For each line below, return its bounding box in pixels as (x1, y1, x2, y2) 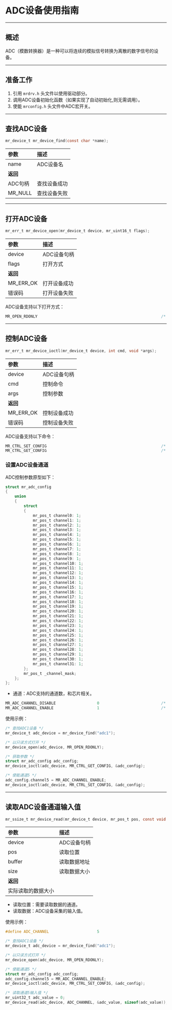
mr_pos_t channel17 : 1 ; (32, 594, 83, 600)
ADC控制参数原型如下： (5, 474, 55, 480)
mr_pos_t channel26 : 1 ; (32, 637, 83, 642)
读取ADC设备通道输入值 (5, 803, 81, 811)
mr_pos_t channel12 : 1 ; (32, 570, 83, 576)
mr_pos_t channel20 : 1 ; (32, 608, 83, 614)
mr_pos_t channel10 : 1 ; (32, 561, 83, 566)
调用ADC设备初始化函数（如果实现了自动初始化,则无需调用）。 (12, 96, 143, 103)
